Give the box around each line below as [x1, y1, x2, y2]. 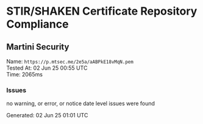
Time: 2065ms [6, 71, 43, 78]
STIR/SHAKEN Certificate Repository [6, 4, 198, 18]
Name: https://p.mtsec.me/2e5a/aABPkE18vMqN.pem [6, 58, 134, 65]
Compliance [6, 17, 69, 31]
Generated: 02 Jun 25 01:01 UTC [6, 112, 88, 119]
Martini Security [6, 42, 69, 52]
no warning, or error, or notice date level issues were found [6, 100, 155, 108]
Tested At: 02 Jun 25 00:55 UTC [6, 64, 88, 71]
